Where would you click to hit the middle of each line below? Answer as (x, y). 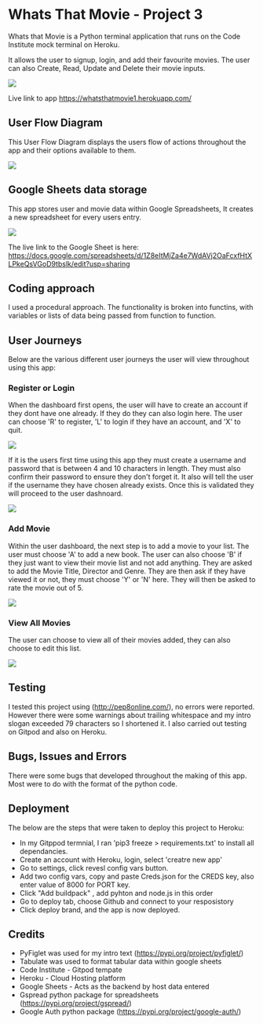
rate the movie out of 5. (46, 588)
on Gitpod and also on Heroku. (58, 731)
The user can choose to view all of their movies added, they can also (119, 640)
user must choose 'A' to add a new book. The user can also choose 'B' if (125, 554)
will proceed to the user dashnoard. (66, 494)
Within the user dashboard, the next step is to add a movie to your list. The (129, 546)
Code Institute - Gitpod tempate (71, 970)
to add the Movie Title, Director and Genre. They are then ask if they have (127, 571)
